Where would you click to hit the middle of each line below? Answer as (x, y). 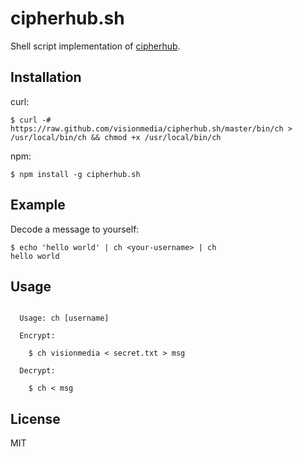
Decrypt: (37, 371)
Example (38, 205)
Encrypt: (37, 336)
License (35, 418)
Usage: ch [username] (64, 318)
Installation (46, 77)
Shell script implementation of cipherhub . (95, 46)
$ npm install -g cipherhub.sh (75, 174)
